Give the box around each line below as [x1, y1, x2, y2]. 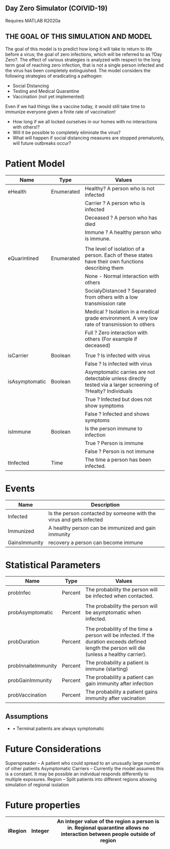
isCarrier [8, 352, 29, 359]
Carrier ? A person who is [84, 199, 145, 206]
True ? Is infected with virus [84, 352, 151, 359]
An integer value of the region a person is [57, 818, 159, 825]
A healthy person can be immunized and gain [48, 524, 156, 531]
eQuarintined [8, 255, 39, 262]
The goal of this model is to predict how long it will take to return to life [5, 46, 153, 52]
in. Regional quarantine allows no [67, 824, 149, 831]
